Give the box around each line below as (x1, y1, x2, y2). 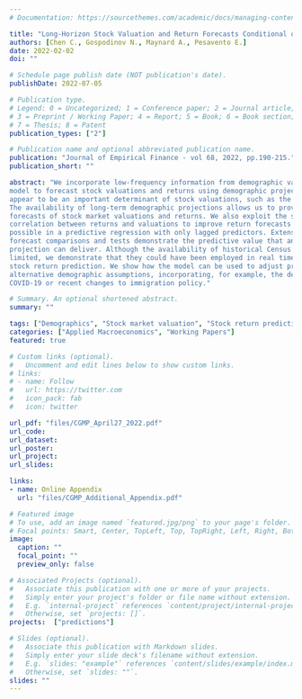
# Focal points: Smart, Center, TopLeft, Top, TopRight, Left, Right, (9, 526, 280, 535)
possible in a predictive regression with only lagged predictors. (9, 229, 268, 237)
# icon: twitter (9, 402, 78, 411)
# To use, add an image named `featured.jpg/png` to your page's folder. (9, 518, 292, 527)
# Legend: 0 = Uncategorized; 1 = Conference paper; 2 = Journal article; (9, 103, 296, 112)
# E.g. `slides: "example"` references (9, 659, 167, 668)
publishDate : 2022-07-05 (9, 79, 102, 88)
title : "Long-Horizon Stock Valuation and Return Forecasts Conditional (9, 29, 288, 39)
